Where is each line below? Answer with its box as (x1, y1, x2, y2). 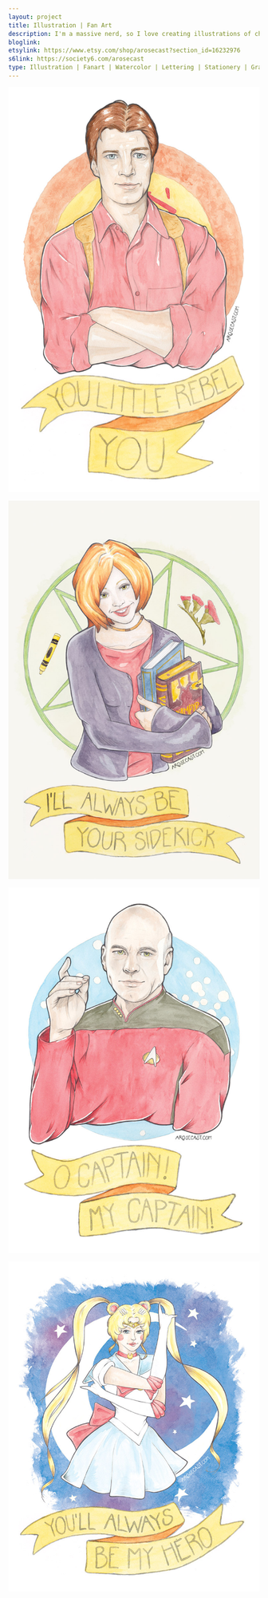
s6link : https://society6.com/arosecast (8, 55, 145, 63)
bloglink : (8, 38, 41, 46)
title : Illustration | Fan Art (8, 21, 112, 30)
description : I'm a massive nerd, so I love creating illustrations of (8, 30, 251, 37)
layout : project (8, 13, 62, 21)
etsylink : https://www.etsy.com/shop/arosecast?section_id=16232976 (8, 46, 241, 55)
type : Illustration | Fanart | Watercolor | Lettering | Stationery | (8, 64, 248, 72)
